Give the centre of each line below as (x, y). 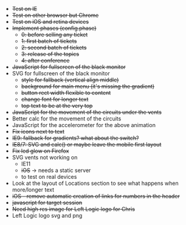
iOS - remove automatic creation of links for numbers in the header (96, 196)
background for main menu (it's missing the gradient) (88, 86)
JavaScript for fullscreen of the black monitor (69, 67)
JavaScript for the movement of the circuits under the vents (87, 112)
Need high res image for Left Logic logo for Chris (74, 209)
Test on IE (25, 9)
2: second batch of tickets (54, 47)
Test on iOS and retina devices (50, 22)
